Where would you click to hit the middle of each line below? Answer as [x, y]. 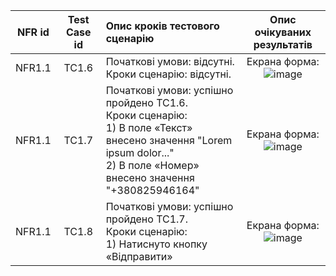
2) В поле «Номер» [152, 165]
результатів [283, 44]
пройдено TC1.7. [147, 219]
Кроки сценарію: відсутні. [168, 74]
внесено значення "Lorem [169, 140]
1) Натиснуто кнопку [156, 244]
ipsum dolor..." [140, 152]
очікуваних [283, 32]
